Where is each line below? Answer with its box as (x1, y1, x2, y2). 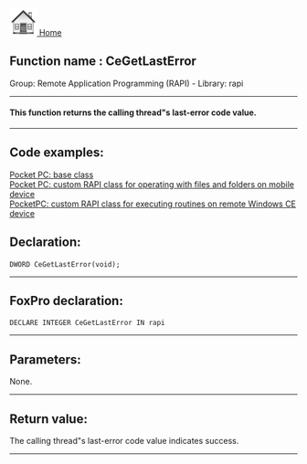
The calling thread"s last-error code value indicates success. (9, 436, 239, 447)
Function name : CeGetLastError (9, 54, 196, 69)
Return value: (9, 411, 89, 427)
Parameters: (9, 352, 81, 367)
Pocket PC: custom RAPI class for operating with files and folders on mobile (9, 178, 295, 190)
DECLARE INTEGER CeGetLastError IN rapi (9, 319, 166, 328)
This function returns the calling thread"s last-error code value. (9, 107, 258, 118)
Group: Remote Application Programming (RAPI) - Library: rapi (9, 78, 244, 89)
